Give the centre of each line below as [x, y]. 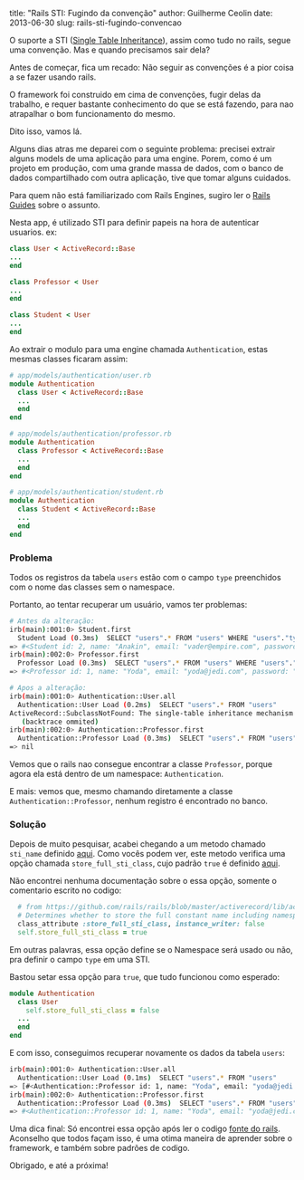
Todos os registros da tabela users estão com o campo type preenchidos [146, 577]
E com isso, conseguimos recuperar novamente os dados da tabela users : [147, 1053]
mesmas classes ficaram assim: [69, 359]
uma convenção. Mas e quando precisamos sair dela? [110, 50]
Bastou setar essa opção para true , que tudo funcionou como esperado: [145, 976]
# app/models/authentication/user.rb [81, 375]
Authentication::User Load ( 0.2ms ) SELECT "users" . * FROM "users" [147, 705]
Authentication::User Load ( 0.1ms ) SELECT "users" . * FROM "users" [147, 1078]
